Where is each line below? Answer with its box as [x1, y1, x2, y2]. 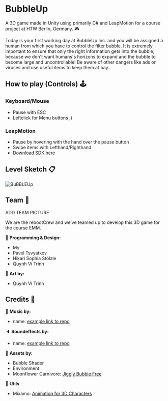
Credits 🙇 [5, 295, 36, 303]
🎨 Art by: [5, 270, 24, 276]
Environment [12, 365, 40, 371]
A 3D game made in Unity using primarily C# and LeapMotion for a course [5, 20, 161, 26]
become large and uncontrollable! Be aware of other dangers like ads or [5, 59, 156, 65]
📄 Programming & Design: [5, 235, 61, 241]
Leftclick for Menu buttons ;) [12, 114, 73, 121]
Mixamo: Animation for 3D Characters [12, 390, 92, 397]
